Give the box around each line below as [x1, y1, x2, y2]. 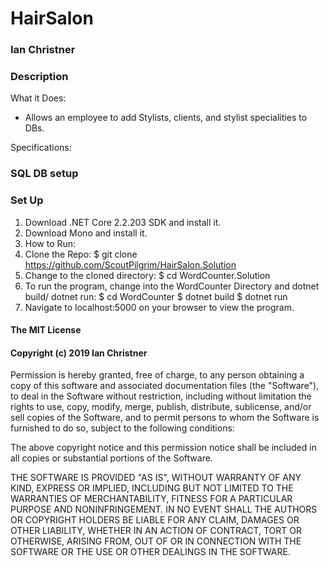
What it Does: [10, 92, 67, 104]
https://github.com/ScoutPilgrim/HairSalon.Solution [24, 258, 237, 271]
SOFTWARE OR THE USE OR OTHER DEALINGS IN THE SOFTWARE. [10, 546, 291, 558]
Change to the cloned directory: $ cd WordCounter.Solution [24, 269, 271, 281]
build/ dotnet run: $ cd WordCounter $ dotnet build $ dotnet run [24, 290, 288, 302]
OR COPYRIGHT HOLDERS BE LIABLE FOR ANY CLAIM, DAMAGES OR [10, 514, 300, 526]
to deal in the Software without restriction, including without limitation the [10, 390, 312, 402]
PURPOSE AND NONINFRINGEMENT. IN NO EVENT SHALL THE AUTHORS [10, 503, 318, 516]
